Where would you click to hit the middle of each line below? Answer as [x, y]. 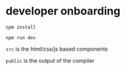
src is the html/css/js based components [57, 49]
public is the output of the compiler [50, 60]
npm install [21, 27]
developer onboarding [63, 11]
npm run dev [21, 37]
